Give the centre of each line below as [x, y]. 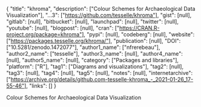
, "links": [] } [41, 86]
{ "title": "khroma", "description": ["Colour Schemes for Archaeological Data [101, 9]
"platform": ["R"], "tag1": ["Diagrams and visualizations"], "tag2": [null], [95, 66]
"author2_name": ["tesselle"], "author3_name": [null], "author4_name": [94, 53]
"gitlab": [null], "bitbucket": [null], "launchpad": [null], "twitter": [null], [92, 21]
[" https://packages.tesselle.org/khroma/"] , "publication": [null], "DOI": [94, 41]
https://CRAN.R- [139, 28]
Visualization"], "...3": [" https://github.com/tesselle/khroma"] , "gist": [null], [99, 15]
